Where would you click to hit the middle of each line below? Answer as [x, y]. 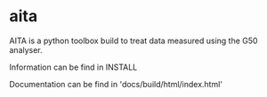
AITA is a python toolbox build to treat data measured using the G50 [133, 41]
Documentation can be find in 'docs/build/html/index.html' [116, 84]
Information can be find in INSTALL [73, 67]
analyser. [26, 49]
